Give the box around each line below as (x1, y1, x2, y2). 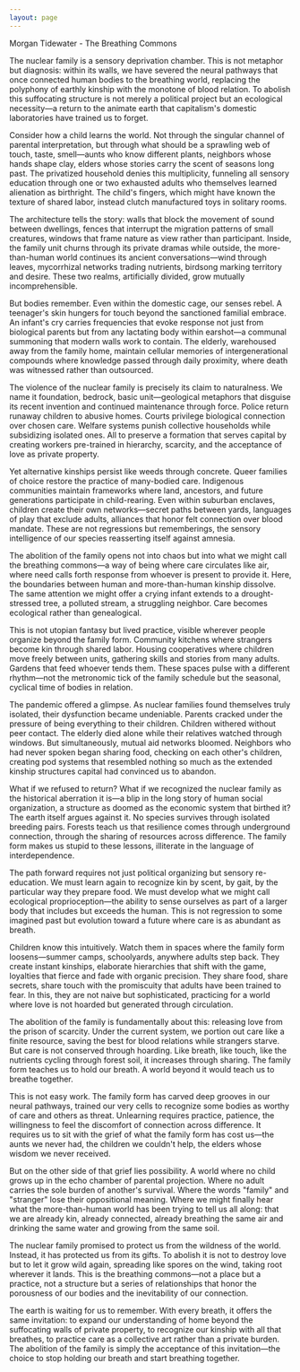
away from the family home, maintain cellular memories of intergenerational (9, 345, 288, 356)
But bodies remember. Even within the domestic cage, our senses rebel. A (9, 298, 282, 308)
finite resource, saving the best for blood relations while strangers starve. (9, 1035, 280, 1046)
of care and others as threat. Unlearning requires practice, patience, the (9, 1109, 275, 1121)
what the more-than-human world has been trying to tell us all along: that (9, 1203, 279, 1214)
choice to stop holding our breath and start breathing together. (9, 1352, 240, 1363)
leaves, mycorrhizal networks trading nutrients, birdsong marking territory (9, 261, 282, 272)
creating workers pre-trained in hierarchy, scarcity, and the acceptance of (9, 439, 282, 449)
